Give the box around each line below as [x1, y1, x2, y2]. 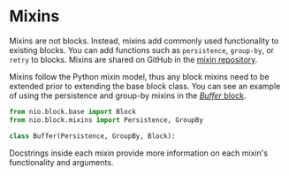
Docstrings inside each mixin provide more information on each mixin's [9, 148, 268, 158]
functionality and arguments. [9, 157, 114, 167]
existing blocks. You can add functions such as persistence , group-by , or [9, 44, 275, 55]
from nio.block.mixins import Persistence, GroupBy [9, 115, 203, 125]
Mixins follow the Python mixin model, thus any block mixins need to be [9, 71, 270, 81]
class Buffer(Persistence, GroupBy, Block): [9, 131, 176, 141]
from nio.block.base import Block [9, 107, 137, 116]
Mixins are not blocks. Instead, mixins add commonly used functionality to [9, 35, 279, 46]
